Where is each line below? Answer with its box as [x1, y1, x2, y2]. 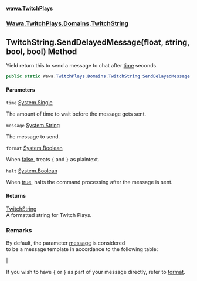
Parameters [6, 86, 35, 93]
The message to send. [6, 133, 60, 140]
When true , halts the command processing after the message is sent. [6, 179, 173, 186]
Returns [6, 192, 26, 199]
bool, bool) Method [6, 46, 77, 56]
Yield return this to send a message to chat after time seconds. [6, 62, 158, 69]
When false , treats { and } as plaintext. [6, 156, 100, 163]
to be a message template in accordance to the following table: [6, 245, 158, 252]
